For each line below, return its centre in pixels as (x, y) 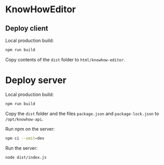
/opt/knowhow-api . (24, 119)
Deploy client (27, 28)
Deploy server (36, 80)
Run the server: (21, 148)
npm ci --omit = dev (25, 138)
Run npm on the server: (30, 129)
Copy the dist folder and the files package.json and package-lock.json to (82, 113)
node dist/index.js (26, 157)
